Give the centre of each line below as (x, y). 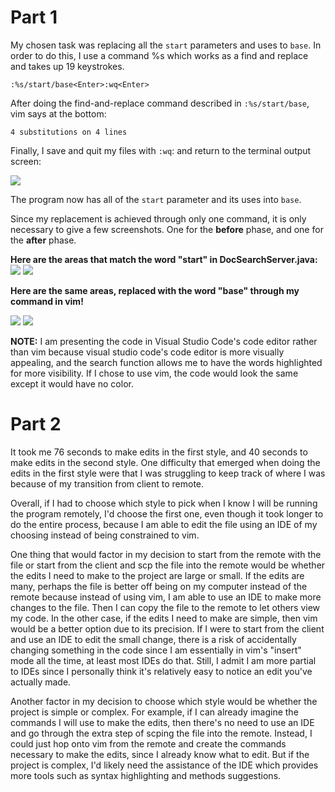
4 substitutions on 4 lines (69, 132)
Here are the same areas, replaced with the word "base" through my (155, 290)
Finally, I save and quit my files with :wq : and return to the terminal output (161, 150)
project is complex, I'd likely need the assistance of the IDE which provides (164, 765)
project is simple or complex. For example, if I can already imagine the (154, 712)
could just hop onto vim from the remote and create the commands (148, 743)
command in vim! (47, 301)
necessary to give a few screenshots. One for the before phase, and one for (167, 229)
